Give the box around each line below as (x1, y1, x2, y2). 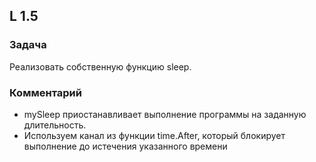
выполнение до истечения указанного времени (23, 140, 228, 152)
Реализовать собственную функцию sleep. (9, 60, 192, 73)
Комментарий (9, 85, 82, 99)
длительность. (23, 119, 87, 131)
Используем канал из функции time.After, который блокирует (23, 129, 286, 141)
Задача (9, 38, 47, 52)
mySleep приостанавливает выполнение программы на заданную (23, 108, 307, 120)
